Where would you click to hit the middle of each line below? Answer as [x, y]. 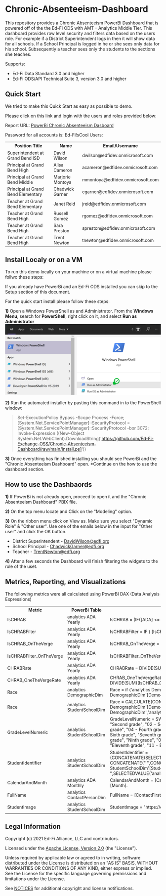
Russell [61, 213]
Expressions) [19, 599]
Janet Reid [64, 204]
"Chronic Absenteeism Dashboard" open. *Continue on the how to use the [81, 464]
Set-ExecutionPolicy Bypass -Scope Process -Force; [71, 417]
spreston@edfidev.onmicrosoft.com [119, 228]
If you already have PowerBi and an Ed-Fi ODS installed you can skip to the [82, 286]
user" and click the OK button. [36, 531]
